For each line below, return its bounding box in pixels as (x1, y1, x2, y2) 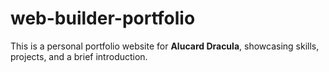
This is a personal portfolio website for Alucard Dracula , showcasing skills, (10, 40, 320, 52)
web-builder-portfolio (10, 7, 196, 30)
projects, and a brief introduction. (10, 50, 148, 62)
